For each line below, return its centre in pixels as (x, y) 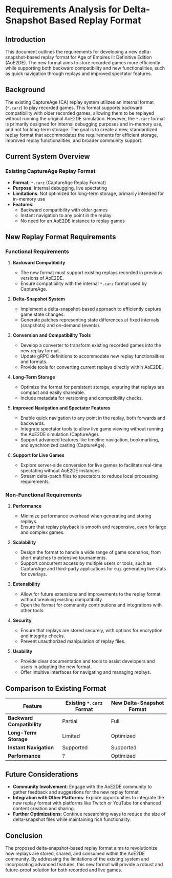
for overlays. (34, 574)
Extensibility (26, 584)
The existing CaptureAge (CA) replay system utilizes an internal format (80, 102)
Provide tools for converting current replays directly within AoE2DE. (92, 367)
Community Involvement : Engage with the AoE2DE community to (82, 787)
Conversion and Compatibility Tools (52, 335)
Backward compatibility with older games (64, 210)
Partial (70, 721)
